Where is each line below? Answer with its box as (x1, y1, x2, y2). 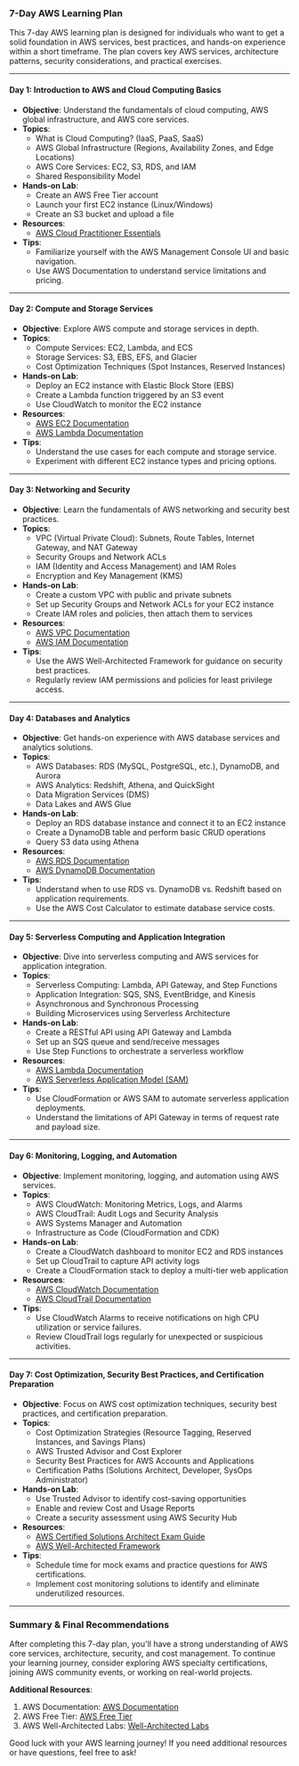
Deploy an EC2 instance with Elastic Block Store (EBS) (35, 379, 234, 390)
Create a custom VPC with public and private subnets (35, 589, 232, 599)
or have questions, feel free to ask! (9, 1747, 137, 1758)
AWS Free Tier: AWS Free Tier (21, 1711, 133, 1721)
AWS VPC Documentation (35, 627, 131, 638)
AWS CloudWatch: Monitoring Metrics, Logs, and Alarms (35, 1199, 243, 1209)
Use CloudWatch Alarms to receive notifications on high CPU (35, 1312, 260, 1322)
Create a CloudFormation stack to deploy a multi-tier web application (35, 1265, 289, 1275)
